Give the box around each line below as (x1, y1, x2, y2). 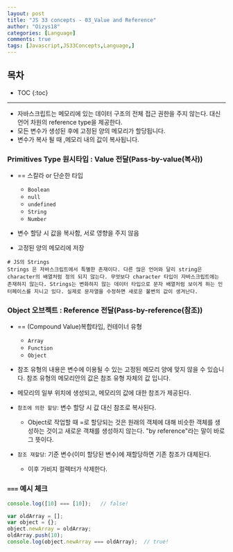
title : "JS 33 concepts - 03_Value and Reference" (7, 17, 157, 24)
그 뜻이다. (27, 436, 54, 444)
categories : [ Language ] (7, 29, 76, 37)
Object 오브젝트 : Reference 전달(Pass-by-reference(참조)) (7, 305, 203, 315)
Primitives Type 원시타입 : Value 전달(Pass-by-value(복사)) (7, 154, 203, 163)
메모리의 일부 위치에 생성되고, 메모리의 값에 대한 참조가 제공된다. (17, 389, 192, 397)
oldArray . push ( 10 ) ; (7, 532, 64, 539)
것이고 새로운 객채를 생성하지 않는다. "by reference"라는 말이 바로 (46, 427, 225, 435)
